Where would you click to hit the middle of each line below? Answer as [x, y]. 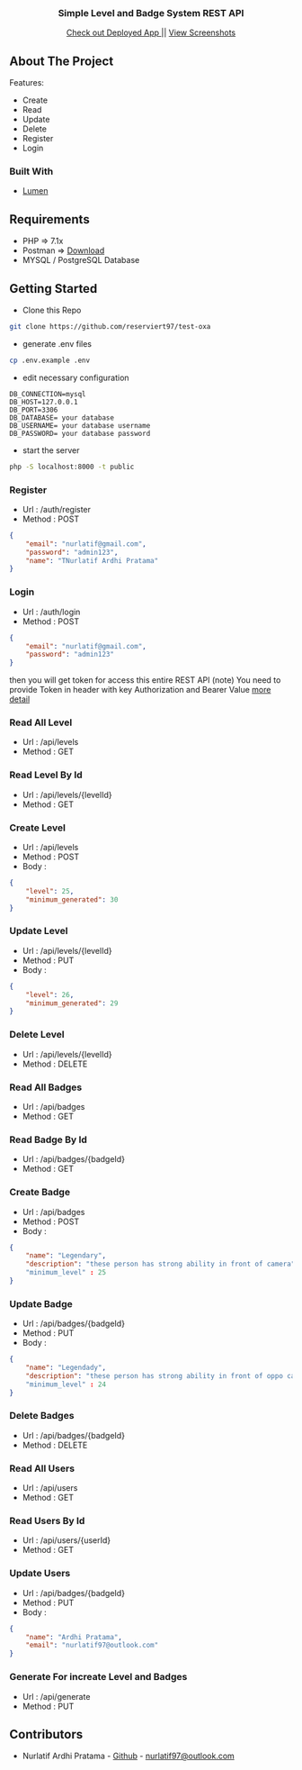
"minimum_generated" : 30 [72, 899]
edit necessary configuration [75, 377]
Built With [31, 171]
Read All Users [42, 1468]
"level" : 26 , [50, 994]
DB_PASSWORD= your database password [80, 433]
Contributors [46, 1734]
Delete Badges [42, 1416]
